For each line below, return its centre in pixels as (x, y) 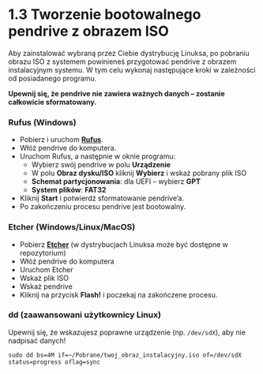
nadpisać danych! (37, 340)
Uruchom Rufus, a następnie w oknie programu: (98, 156)
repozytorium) (43, 252)
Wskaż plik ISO (44, 278)
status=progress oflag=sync (54, 362)
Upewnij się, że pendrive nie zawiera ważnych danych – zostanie (116, 93)
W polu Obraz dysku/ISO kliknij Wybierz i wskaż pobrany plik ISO (139, 173)
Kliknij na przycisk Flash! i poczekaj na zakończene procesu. (118, 294)
